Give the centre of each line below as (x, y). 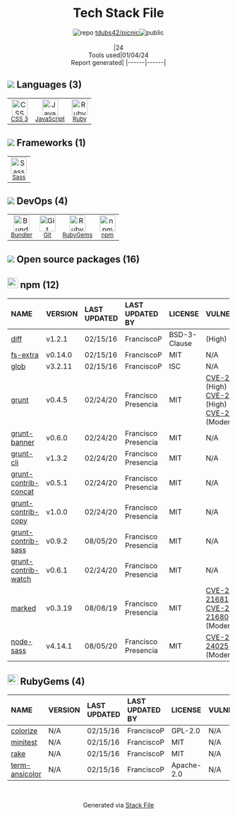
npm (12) (40, 285)
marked (24, 608)
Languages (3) (49, 85)
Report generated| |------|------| (119, 62)
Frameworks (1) (51, 143)
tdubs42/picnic (117, 32)
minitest (24, 743)
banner (23, 442)
